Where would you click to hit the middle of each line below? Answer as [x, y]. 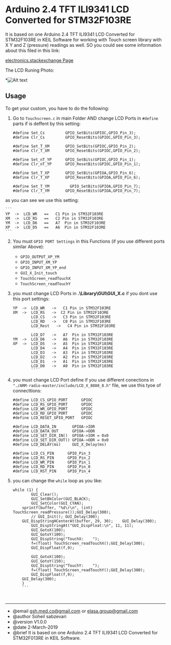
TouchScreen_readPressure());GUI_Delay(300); [62, 512]
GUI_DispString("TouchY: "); [65, 566]
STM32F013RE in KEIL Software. [47, 638]
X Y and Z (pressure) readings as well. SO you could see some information [83, 45]
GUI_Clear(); [45, 494]
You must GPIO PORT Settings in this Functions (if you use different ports [89, 241]
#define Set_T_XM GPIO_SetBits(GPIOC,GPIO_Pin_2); [74, 146]
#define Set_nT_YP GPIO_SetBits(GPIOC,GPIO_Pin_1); [74, 159]
